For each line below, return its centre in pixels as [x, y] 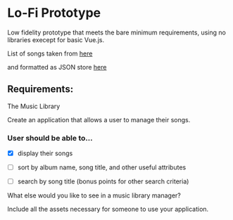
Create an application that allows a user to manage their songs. [99, 119]
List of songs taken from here [50, 53]
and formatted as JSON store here [57, 67]
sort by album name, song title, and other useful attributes [102, 167]
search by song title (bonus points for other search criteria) [103, 181]
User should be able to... [50, 138]
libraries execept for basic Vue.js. [56, 39]
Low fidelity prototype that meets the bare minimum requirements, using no [117, 32]
